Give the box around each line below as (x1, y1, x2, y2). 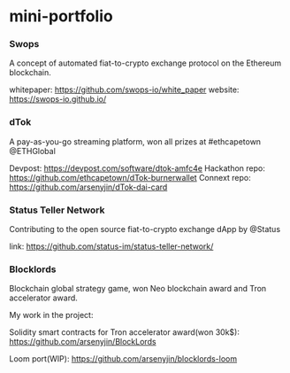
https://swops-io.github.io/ (9, 94, 107, 105)
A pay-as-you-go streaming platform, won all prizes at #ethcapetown (9, 136, 262, 147)
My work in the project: (9, 310, 94, 321)
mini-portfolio (9, 6, 113, 27)
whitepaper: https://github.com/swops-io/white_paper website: (9, 84, 240, 95)
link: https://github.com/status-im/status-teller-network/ (9, 241, 214, 252)
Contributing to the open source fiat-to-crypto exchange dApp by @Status (9, 224, 281, 235)
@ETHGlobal (9, 145, 56, 156)
